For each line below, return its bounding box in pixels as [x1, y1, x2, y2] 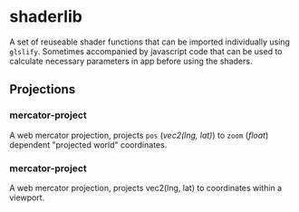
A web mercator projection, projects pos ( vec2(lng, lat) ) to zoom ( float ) [9, 130, 269, 140]
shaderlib [9, 6, 83, 27]
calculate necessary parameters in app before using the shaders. [9, 55, 253, 66]
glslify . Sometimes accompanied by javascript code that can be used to [9, 45, 283, 56]
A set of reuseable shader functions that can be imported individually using [9, 36, 290, 47]
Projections [9, 82, 76, 97]
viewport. [9, 192, 45, 203]
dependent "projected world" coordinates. [9, 139, 168, 150]
